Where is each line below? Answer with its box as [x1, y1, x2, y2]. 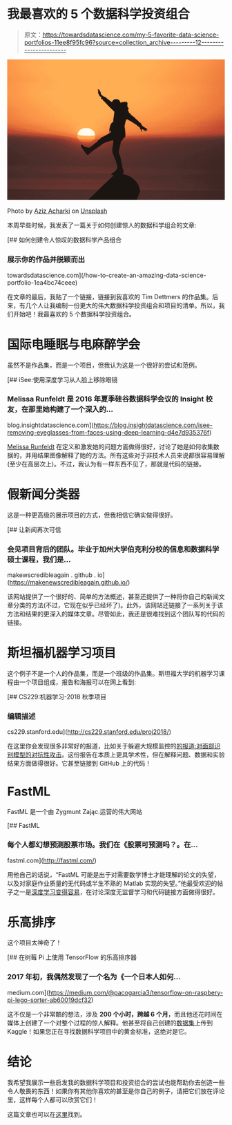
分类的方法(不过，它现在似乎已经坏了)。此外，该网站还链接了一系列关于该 [12, 601, 224, 609]
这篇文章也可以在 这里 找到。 [7, 1110, 86, 1118]
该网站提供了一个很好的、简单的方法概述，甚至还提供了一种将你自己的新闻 [7, 592, 219, 601]
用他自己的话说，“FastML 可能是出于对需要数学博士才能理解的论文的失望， [7, 870, 220, 878]
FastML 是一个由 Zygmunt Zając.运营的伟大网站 [7, 808, 143, 816]
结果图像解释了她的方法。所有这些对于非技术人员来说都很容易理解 [37, 451, 225, 460]
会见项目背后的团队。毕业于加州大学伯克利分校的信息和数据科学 [7, 544, 220, 554]
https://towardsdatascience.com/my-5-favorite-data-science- [42, 30, 220, 39]
